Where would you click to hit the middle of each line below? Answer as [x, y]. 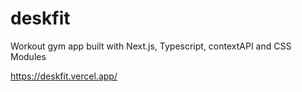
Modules [28, 56]
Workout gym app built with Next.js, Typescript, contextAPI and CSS [151, 46]
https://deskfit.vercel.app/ [64, 76]
